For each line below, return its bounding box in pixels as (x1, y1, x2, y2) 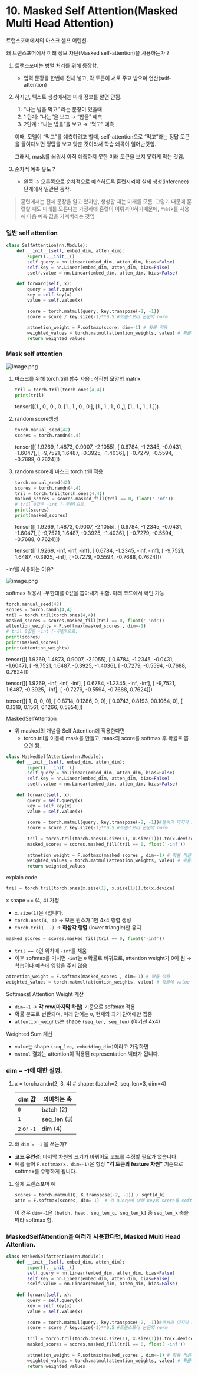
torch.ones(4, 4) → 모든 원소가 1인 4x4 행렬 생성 (14, 916, 131, 924)
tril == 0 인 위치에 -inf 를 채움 (14, 947, 87, 954)
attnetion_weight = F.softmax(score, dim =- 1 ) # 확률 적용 (27, 325, 168, 331)
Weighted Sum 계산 (6, 1030, 53, 1037)
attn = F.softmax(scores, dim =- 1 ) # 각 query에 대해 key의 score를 (14, 1198, 179, 1203)
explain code (6, 874, 38, 881)
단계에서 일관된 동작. (23, 185, 71, 192)
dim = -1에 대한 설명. (6, 1066, 62, 1074)
